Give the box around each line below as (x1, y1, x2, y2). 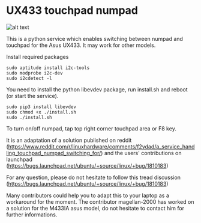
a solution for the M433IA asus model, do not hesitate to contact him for (6, 204, 185, 212)
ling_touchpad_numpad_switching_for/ (6, 149, 101, 156)
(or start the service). (6, 92, 59, 99)
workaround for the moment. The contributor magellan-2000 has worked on (6, 198, 194, 205)
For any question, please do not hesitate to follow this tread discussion (6, 174, 181, 181)
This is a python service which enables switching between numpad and (6, 35, 183, 42)
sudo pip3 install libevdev (6, 103, 77, 110)
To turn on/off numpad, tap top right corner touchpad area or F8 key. (6, 124, 177, 132)
